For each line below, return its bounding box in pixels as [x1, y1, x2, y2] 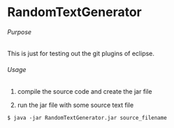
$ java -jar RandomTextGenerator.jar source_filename [7, 114, 168, 121]
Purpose [7, 27, 32, 36]
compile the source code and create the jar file [17, 87, 152, 95]
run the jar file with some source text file [17, 101, 134, 109]
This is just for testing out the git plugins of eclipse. [7, 50, 155, 58]
